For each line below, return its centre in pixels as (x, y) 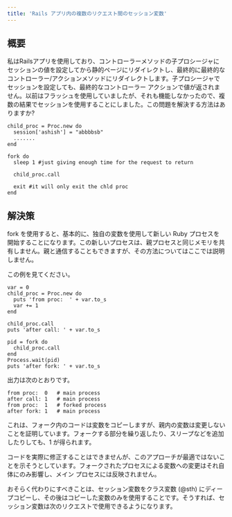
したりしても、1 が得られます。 (51, 442)
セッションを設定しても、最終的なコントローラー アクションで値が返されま (114, 87)
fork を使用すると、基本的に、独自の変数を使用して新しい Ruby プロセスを (114, 234)
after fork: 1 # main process (54, 411)
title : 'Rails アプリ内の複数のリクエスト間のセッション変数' (87, 13)
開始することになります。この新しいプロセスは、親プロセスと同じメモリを (113, 242)
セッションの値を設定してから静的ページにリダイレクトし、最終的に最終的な (116, 70)
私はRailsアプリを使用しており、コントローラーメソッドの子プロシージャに (114, 61)
